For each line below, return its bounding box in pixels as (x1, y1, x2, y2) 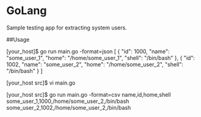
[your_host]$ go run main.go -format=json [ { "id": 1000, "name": (6, 47, 170, 55)
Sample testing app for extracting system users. (6, 24, 127, 31)
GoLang (6, 4, 47, 18)
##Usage (6, 36, 30, 43)
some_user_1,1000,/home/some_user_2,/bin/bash (6, 97, 130, 105)
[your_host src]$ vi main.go (6, 79, 76, 86)
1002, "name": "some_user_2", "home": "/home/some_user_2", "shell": (6, 61, 183, 68)
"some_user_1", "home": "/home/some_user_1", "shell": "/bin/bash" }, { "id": (6, 54, 196, 61)
